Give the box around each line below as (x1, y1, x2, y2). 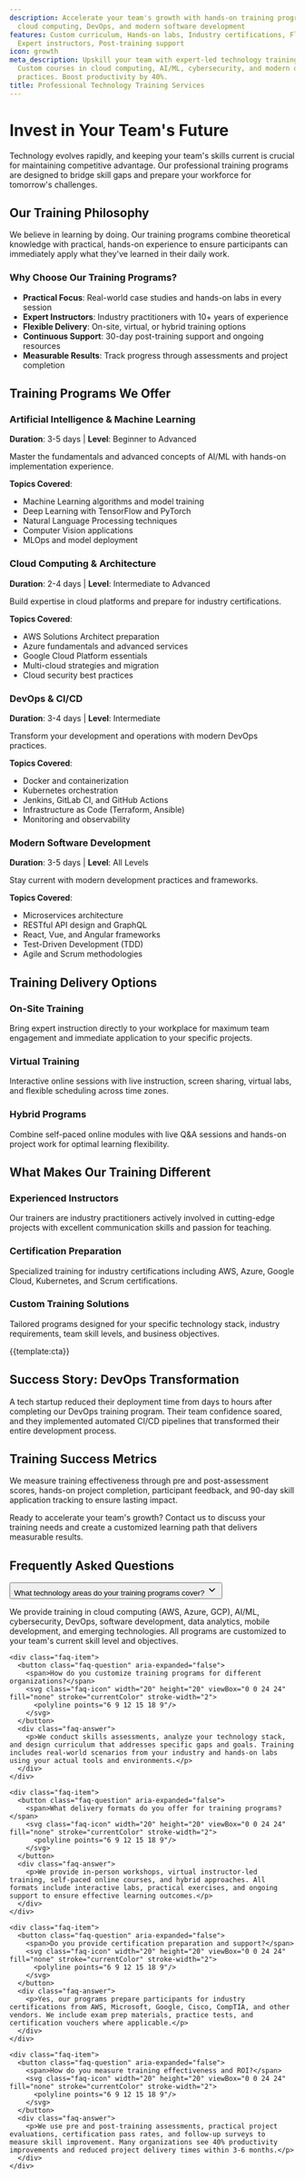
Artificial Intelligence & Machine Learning (9, 412, 196, 425)
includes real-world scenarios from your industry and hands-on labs (9, 1748, 279, 1758)
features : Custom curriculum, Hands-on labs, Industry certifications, (9, 30, 286, 39)
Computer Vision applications (22, 525, 133, 536)
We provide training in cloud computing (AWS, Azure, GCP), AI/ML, (9, 1607, 261, 1618)
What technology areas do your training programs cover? (14, 1589, 205, 1599)
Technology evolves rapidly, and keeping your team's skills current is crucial (9, 150, 295, 161)
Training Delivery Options (9, 975, 157, 990)
